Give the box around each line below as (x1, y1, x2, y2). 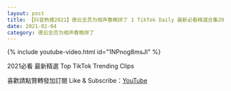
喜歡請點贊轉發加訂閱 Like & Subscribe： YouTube (7, 77, 148, 85)
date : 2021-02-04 (7, 23, 57, 29)
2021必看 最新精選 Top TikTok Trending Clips (7, 62, 135, 70)
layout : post (7, 10, 45, 17)
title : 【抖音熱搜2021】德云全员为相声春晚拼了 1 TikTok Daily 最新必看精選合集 (7, 16, 219, 23)
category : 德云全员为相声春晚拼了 (7, 29, 95, 36)
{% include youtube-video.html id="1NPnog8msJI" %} (7, 48, 162, 56)
